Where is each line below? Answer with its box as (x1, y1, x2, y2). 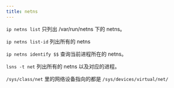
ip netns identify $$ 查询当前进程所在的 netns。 (6, 50, 127, 57)
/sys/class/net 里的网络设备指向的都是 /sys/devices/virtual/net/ (6, 75, 169, 82)
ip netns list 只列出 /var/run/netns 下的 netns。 (6, 25, 125, 32)
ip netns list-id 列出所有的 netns (6, 38, 91, 45)
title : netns (6, 8, 38, 15)
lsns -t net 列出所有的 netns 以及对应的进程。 (6, 63, 121, 70)
